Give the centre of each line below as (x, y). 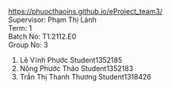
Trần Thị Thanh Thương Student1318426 (85, 77)
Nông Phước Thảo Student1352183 (76, 69)
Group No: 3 (28, 45)
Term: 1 (20, 28)
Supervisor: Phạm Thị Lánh (53, 20)
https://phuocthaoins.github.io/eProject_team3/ (85, 11)
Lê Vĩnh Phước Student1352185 (71, 60)
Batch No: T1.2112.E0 (42, 36)
